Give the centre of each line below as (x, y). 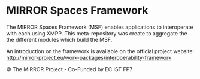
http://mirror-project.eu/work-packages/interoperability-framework (89, 57)
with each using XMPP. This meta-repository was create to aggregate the (97, 33)
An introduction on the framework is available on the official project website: (100, 51)
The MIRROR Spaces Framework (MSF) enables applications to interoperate (100, 27)
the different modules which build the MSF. (59, 39)
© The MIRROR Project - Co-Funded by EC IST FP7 (69, 69)
